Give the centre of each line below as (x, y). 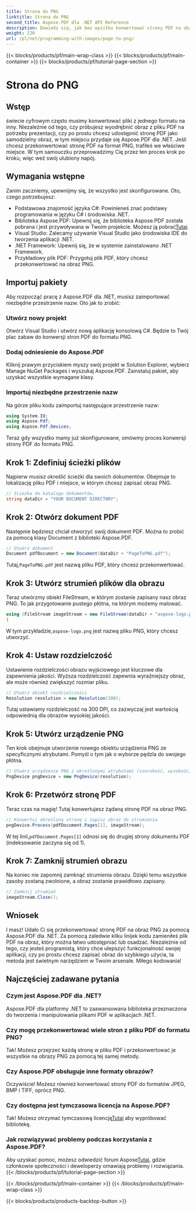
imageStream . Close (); (32, 898)
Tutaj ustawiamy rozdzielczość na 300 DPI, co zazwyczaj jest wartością (92, 709)
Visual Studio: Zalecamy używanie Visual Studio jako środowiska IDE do (101, 233)
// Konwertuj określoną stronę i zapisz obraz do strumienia (82, 820)
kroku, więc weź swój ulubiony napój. (51, 158)
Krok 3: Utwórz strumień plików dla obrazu (85, 583)
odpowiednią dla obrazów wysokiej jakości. (58, 716)
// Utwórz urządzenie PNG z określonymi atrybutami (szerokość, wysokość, (99, 771)
